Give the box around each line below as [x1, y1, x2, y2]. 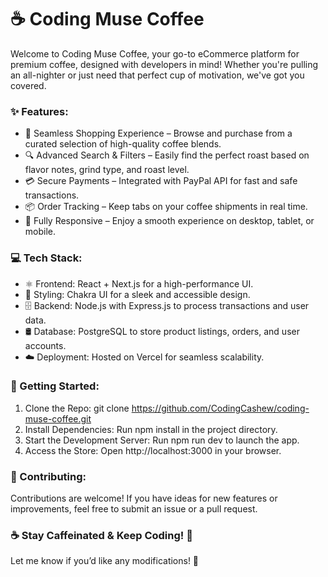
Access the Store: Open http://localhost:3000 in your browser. [24, 444, 282, 456]
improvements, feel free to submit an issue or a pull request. [10, 503, 258, 515]
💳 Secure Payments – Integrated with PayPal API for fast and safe [24, 175, 298, 187]
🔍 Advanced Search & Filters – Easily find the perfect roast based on [24, 149, 310, 161]
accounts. [24, 339, 67, 351]
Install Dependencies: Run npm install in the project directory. [24, 423, 278, 435]
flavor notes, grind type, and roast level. [24, 164, 190, 176]
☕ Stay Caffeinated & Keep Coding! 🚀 [10, 529, 193, 543]
